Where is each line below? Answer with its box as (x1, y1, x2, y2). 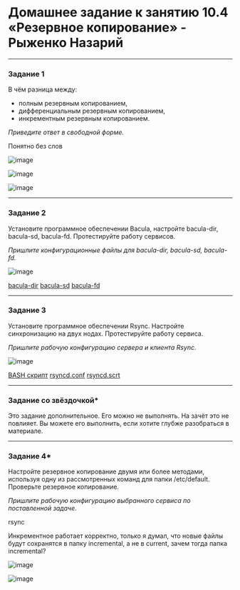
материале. (8, 426, 43, 436)
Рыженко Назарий (8, 35, 124, 51)
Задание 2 (8, 208, 46, 218)
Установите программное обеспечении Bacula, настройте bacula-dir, (8, 224, 219, 233)
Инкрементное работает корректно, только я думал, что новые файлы (8, 531, 224, 540)
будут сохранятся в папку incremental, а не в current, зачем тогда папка (8, 539, 227, 548)
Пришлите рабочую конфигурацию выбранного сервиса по (8, 496, 191, 505)
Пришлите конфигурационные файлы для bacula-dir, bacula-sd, (8, 246, 202, 254)
